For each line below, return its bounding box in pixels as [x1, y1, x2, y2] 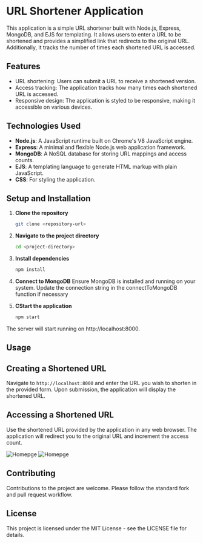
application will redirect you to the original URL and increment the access [6, 432, 189, 440]
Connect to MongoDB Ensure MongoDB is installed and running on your [15, 278, 196, 285]
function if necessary [15, 290, 68, 298]
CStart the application [15, 302, 72, 309]
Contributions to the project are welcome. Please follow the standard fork [6, 484, 190, 491]
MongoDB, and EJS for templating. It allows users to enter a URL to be [6, 30, 182, 38]
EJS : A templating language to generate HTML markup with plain [15, 163, 178, 170]
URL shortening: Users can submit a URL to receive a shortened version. [15, 77, 196, 84]
